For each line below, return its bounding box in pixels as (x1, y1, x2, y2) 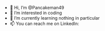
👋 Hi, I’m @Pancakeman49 (9, 5, 64, 10)
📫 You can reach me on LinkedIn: (9, 21, 79, 27)
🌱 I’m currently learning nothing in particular (9, 15, 100, 21)
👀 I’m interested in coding (9, 10, 62, 16)
